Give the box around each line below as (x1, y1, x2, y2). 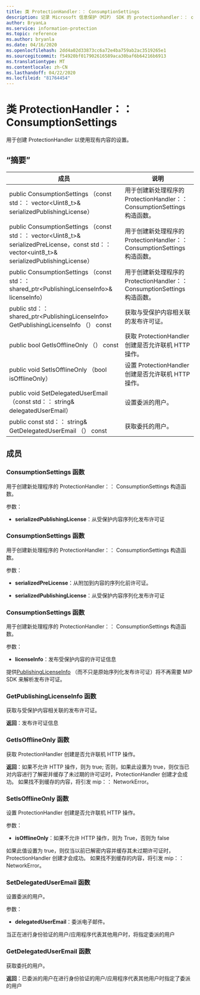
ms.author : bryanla (6, 36, 55, 42)
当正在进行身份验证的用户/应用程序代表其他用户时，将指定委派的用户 (6, 931, 176, 938)
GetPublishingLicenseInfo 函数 (6, 692, 97, 701)
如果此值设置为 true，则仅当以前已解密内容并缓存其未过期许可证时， (6, 847, 174, 854)
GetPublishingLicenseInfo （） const (9, 321, 112, 329)
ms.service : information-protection (6, 25, 97, 32)
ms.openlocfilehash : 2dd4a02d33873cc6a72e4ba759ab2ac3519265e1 (6, 48, 167, 54)
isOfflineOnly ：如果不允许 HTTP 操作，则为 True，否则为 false (14, 835, 170, 842)
